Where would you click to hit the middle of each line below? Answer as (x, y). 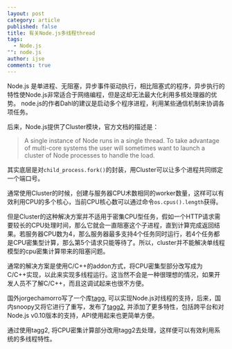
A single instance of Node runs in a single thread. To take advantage (122, 140)
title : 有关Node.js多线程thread (51, 33)
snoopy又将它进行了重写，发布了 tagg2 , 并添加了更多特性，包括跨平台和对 (118, 307)
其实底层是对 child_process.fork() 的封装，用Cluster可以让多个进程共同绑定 (115, 169)
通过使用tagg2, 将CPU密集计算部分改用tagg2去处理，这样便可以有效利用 (111, 330)
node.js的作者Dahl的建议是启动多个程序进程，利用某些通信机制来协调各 (123, 103)
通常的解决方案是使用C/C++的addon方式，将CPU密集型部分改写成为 (105, 266)
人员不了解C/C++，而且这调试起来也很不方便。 (80, 283)
